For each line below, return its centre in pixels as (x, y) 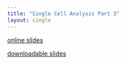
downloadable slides (37, 54)
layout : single (29, 20)
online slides (25, 40)
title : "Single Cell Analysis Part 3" (63, 14)
